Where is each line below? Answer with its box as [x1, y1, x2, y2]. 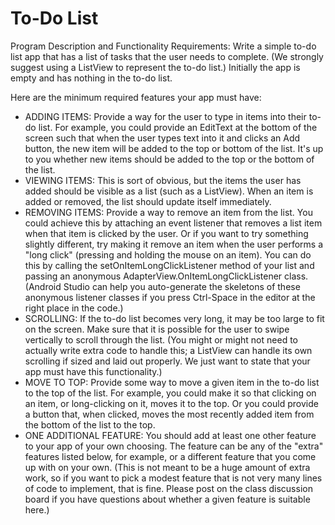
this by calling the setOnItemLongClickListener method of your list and [24, 259, 315, 271]
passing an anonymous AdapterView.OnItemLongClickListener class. [24, 270, 309, 282]
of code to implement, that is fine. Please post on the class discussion [24, 482, 313, 494]
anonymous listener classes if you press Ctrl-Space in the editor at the [24, 291, 316, 303]
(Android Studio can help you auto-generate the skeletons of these [24, 280, 301, 292]
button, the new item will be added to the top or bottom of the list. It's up [24, 142, 324, 154]
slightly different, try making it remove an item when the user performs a [24, 238, 323, 250]
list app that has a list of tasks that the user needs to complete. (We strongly [10, 50, 324, 62]
